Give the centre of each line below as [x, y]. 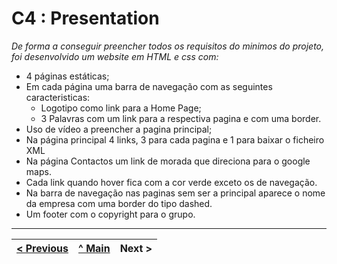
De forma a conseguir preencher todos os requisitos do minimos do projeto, [168, 46]
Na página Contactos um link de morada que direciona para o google [168, 161]
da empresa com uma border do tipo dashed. [119, 203]
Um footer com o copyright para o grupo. [110, 214]
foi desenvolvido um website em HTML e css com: [115, 56]
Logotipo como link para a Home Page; [121, 108]
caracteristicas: [58, 97]
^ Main [94, 248]
